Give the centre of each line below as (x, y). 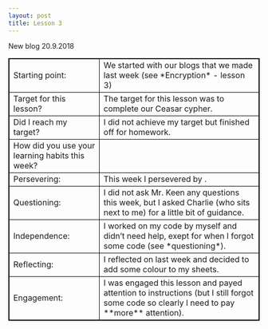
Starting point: (39, 75)
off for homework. (137, 132)
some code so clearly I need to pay (169, 303)
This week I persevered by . (155, 179)
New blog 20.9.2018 (41, 46)
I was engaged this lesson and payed (173, 283)
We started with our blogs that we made (178, 65)
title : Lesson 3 (35, 23)
